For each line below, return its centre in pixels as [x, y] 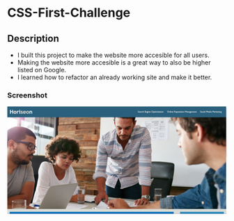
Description [33, 39]
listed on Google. [42, 70]
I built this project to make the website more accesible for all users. [114, 55]
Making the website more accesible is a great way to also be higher [114, 63]
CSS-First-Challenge [69, 13]
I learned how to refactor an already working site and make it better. [115, 77]
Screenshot [27, 95]
